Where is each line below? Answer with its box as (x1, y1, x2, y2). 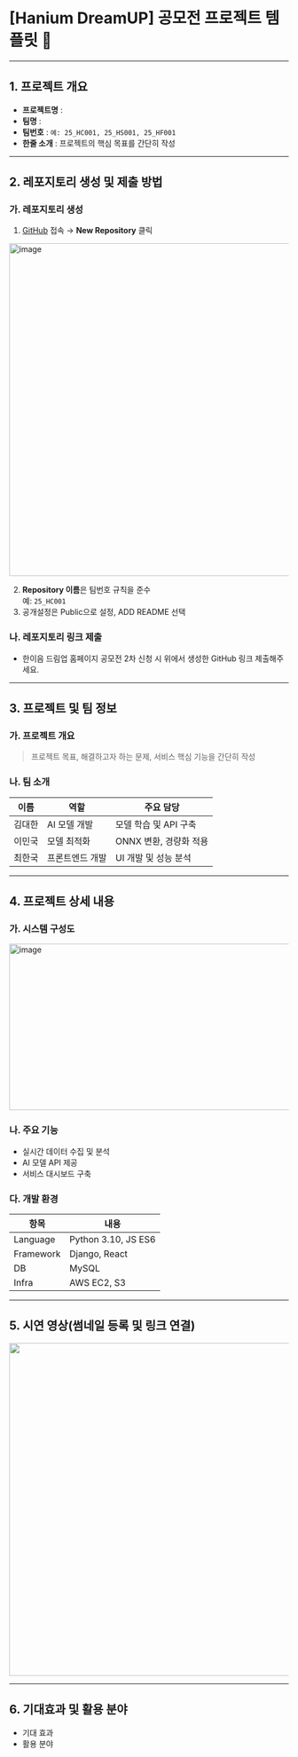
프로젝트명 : (21, 104, 64, 115)
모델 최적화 (47, 835, 91, 847)
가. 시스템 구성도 (9, 923, 75, 935)
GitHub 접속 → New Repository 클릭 (21, 225, 153, 236)
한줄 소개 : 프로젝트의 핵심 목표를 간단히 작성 (21, 138, 176, 148)
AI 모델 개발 (47, 818, 93, 831)
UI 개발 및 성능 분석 (114, 851, 192, 863)
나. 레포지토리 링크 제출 (9, 631, 103, 643)
